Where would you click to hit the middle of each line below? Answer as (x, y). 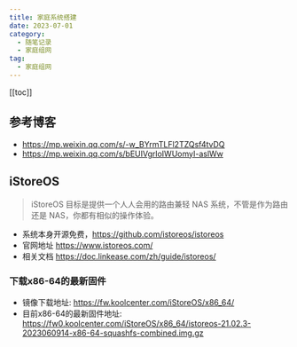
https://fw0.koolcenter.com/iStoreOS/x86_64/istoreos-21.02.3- (136, 323)
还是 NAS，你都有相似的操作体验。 (94, 215)
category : (27, 34)
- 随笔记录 (35, 42)
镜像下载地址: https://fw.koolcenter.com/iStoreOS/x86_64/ (128, 302)
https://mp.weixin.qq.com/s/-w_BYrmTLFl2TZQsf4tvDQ (123, 144)
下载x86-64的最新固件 (58, 281)
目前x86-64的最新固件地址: (72, 313)
